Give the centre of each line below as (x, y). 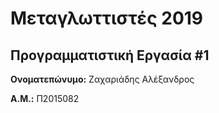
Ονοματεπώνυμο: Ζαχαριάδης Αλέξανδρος (102, 79)
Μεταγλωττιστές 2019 (107, 18)
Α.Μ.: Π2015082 (45, 98)
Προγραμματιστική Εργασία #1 (110, 55)
